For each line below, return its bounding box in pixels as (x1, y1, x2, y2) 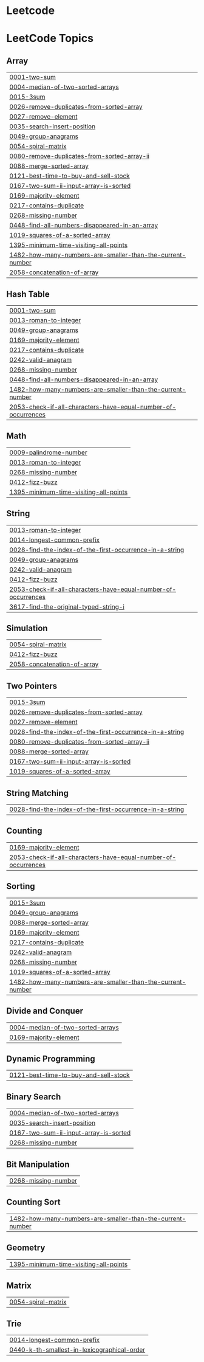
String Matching (6, 788, 69, 798)
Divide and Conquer (6, 1006, 84, 1016)
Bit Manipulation (6, 1159, 70, 1169)
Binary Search (6, 1091, 61, 1102)
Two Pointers (6, 680, 58, 691)
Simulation (6, 623, 48, 634)
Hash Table (6, 289, 50, 299)
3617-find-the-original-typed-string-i (9, 603, 124, 611)
